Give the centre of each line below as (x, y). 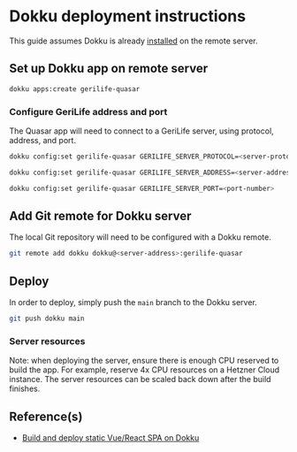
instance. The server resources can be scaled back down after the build (140, 379)
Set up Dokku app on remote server (109, 69)
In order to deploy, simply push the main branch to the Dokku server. (133, 303)
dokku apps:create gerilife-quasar (75, 89)
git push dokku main (47, 319)
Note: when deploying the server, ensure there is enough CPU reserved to (144, 361)
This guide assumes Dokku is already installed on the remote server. (133, 41)
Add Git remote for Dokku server (100, 215)
